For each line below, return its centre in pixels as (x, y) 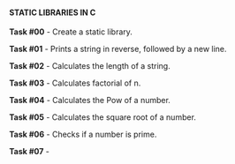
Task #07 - (30, 152)
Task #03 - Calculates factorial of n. (75, 83)
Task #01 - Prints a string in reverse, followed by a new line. (118, 49)
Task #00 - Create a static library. (71, 32)
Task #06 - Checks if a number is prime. (83, 134)
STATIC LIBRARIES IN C (53, 12)
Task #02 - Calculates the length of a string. (90, 66)
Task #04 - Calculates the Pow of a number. (90, 101)
